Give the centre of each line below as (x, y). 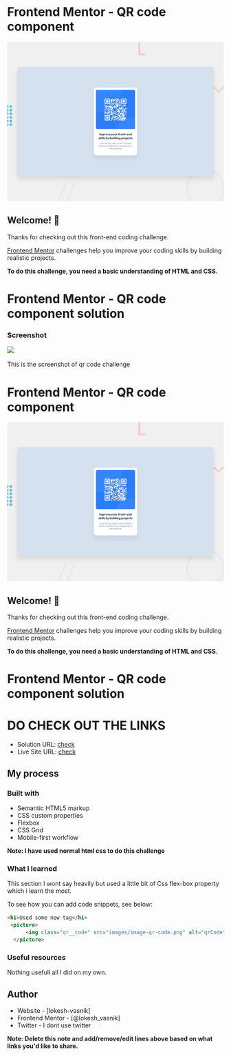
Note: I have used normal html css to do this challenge (86, 851)
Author (22, 994)
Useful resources (37, 957)
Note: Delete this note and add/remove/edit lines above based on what (110, 1038)
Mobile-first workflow (48, 838)
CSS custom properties (50, 816)
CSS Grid (30, 830)
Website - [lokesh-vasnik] (54, 1010)
